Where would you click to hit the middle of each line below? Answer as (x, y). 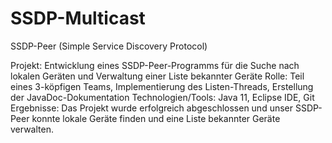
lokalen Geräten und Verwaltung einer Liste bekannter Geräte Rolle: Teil (157, 76)
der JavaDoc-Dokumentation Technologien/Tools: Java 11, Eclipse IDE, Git (162, 97)
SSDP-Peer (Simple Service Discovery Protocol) (109, 46)
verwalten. (32, 129)
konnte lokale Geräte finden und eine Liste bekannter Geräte (156, 118)
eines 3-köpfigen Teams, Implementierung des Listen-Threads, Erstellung (162, 86)
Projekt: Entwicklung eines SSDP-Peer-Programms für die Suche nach (155, 65)
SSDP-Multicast (78, 18)
